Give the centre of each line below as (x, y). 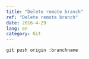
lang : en (17, 28)
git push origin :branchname (42, 50)
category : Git (24, 34)
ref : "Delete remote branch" (42, 17)
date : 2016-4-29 (26, 23)
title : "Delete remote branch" (45, 12)
